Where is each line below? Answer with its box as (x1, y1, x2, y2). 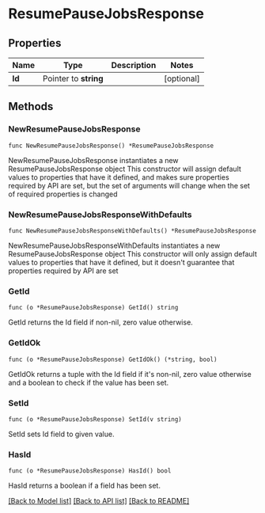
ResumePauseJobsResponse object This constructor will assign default (8, 164, 241, 173)
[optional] (163, 73, 200, 84)
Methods (8, 100, 54, 113)
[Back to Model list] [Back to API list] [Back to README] (8, 496, 190, 506)
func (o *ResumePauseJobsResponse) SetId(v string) (8, 415, 182, 424)
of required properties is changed (8, 189, 118, 199)
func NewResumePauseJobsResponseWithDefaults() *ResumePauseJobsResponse (8, 226, 257, 234)
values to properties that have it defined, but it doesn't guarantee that (8, 257, 235, 267)
